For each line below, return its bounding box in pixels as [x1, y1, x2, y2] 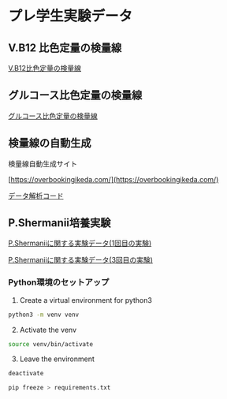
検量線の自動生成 [8, 136, 91, 150]
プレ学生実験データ [8, 7, 133, 25]
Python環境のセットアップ [8, 277, 110, 288]
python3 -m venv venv [8, 311, 80, 319]
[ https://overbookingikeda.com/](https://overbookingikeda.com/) [8, 174, 219, 184]
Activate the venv [19, 325, 77, 334]
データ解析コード [8, 191, 64, 200]
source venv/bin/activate [8, 340, 93, 348]
